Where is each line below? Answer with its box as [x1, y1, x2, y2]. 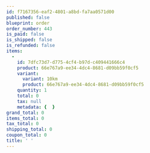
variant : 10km [22, 76, 58, 82]
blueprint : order [6, 20, 50, 26]
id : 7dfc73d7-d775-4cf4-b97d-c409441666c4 [17, 59, 125, 65]
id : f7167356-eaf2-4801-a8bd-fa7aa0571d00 [6, 8, 114, 15]
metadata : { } [17, 104, 55, 110]
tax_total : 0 [6, 121, 39, 127]
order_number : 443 [6, 25, 52, 32]
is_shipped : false [6, 37, 52, 43]
